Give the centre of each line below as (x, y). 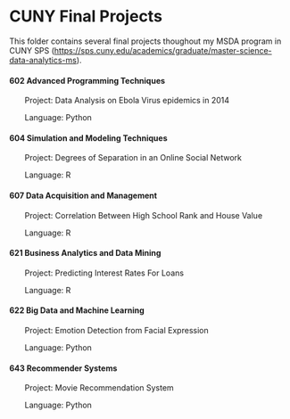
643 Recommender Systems (63, 368)
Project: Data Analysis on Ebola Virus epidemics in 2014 (127, 101)
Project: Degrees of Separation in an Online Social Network (133, 158)
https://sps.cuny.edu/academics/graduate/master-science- (163, 50)
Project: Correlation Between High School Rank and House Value (144, 215)
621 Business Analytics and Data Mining (85, 253)
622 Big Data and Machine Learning (77, 310)
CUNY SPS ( (32, 50)
